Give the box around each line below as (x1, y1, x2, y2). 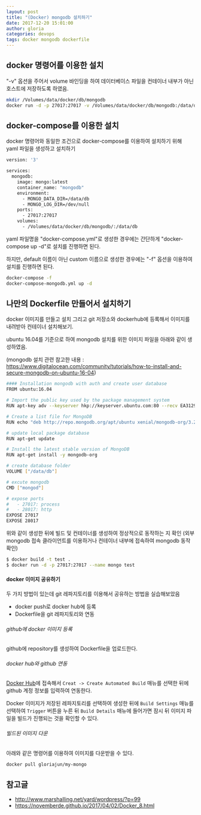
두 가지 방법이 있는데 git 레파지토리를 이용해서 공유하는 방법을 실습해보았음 (6, 590, 181, 597)
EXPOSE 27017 (6, 512, 39, 519)
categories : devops (6, 31, 55, 37)
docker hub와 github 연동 (6, 660, 68, 667)
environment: (17, 190, 50, 196)
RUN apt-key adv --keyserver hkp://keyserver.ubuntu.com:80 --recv (6, 403, 178, 409)
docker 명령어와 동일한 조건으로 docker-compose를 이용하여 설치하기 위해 (6, 137, 182, 145)
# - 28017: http (6, 507, 52, 513)
